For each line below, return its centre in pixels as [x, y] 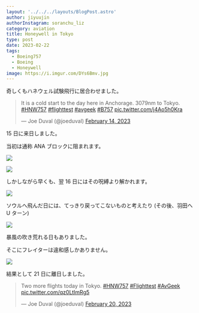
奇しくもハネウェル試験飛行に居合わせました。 [64, 91]
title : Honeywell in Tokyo [40, 34]
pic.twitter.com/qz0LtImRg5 [55, 293]
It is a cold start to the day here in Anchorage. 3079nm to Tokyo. [100, 103]
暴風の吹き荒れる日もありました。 [48, 237]
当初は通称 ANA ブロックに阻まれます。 [55, 146]
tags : [13, 51]
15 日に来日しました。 [33, 133]
